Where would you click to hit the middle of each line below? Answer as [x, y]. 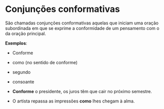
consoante [23, 82]
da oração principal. [26, 33]
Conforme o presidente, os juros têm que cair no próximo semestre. [82, 91]
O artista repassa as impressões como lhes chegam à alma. [74, 101]
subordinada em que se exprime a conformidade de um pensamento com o [82, 28]
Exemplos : [16, 43]
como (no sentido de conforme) [45, 62]
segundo [21, 72]
